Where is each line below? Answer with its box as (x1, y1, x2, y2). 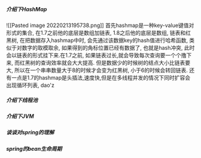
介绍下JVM (6, 113, 34, 120)
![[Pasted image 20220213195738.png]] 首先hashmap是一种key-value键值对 (6, 22, 194, 29)
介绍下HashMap (6, 5, 47, 13)
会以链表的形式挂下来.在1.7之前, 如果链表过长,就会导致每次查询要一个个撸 (6, 51, 187, 59)
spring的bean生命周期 (6, 145, 62, 152)
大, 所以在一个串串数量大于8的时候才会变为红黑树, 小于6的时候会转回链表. (6, 66, 188, 74)
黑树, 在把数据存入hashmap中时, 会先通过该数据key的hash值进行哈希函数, (6, 37, 188, 44)
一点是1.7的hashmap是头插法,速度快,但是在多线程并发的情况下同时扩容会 (11, 74, 191, 81)
